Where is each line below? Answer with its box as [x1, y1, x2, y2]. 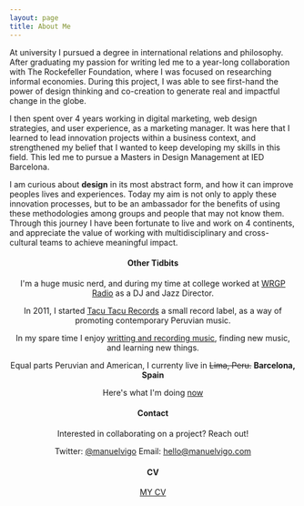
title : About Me [9, 22, 71, 31]
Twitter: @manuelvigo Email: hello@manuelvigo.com [54, 445, 252, 456]
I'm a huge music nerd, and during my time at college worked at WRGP [20, 278, 286, 288]
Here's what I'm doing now [102, 387, 204, 398]
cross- [244, 227, 270, 238]
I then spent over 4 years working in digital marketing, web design [9, 113, 258, 124]
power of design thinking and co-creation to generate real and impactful [9, 86, 280, 96]
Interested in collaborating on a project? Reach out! [57, 428, 248, 439]
